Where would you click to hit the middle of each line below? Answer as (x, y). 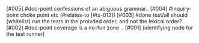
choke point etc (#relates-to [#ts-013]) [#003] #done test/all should (104, 15)
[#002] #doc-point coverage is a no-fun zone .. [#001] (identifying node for (100, 27)
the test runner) (26, 34)
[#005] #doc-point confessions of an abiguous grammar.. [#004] (87, 9)
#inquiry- (180, 9)
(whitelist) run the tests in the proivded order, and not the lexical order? (94, 21)
